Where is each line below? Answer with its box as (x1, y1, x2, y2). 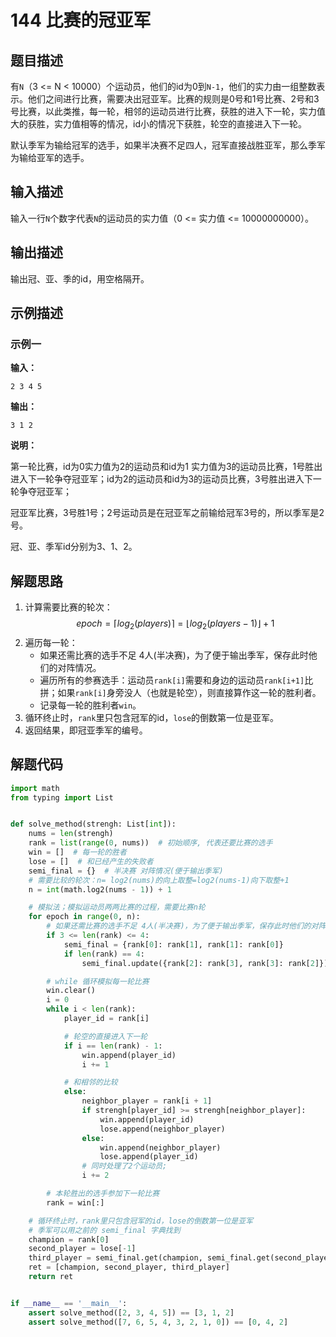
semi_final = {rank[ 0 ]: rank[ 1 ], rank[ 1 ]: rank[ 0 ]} (63, 939, 284, 950)
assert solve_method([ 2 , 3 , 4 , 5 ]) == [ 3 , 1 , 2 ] (28, 1307, 235, 1318)
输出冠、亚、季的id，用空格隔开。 (10, 272, 150, 285)
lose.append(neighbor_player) (99, 1124, 226, 1134)
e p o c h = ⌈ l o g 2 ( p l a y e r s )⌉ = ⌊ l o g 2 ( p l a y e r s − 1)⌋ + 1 (76, 617, 275, 631)
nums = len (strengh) (28, 829, 114, 839)
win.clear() (46, 986, 97, 996)
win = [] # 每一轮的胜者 (28, 847, 127, 858)
